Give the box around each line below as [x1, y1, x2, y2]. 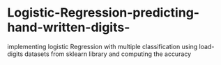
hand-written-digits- [7, 19, 130, 35]
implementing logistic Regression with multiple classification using [7, 42, 198, 50]
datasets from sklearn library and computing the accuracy [24, 50, 192, 58]
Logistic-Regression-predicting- [7, 5, 200, 21]
